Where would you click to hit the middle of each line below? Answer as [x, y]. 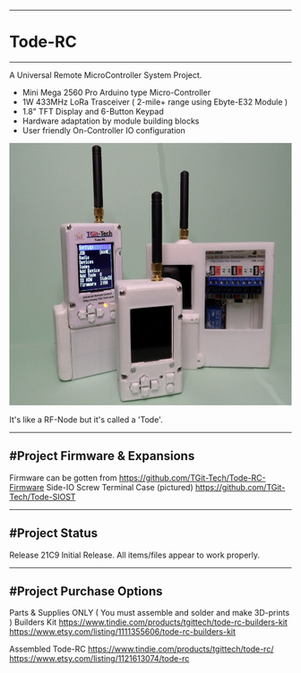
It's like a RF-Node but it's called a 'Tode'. [86, 419]
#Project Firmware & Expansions [102, 456]
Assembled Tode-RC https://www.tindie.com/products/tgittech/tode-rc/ [142, 649]
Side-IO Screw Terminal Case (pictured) [120, 487]
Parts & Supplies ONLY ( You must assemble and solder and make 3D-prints [150, 613]
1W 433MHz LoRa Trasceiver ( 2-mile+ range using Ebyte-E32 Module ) [155, 102]
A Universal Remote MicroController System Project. [106, 75]
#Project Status [54, 533]
